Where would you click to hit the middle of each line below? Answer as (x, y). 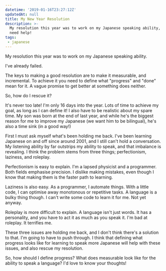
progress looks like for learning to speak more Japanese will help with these (83, 243)
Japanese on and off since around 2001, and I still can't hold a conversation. (83, 141)
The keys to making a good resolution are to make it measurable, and (76, 75)
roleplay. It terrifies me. (29, 223)
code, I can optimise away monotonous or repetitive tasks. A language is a (81, 192)
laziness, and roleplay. (28, 157)
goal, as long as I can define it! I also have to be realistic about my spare (79, 110)
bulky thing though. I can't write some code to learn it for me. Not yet (76, 197)
